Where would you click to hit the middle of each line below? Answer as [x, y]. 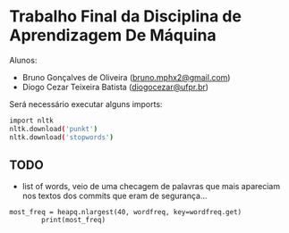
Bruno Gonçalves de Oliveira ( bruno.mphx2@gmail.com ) [126, 77]
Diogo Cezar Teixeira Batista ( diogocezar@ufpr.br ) [115, 87]
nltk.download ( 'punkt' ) [54, 129]
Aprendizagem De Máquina [113, 35]
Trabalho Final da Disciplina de [125, 17]
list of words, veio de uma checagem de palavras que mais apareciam [151, 187]
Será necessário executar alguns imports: [86, 104]
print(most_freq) [73, 221]
